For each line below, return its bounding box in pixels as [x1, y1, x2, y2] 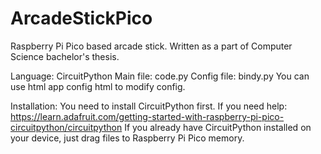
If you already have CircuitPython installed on [124, 121, 312, 133]
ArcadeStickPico [10, 7, 153, 30]
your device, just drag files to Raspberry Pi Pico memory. [10, 132, 245, 144]
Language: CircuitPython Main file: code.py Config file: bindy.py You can [10, 70, 310, 82]
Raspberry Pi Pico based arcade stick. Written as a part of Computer [10, 40, 293, 52]
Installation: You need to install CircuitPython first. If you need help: [10, 100, 288, 112]
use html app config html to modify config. [10, 80, 186, 92]
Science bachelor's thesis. [10, 50, 120, 62]
